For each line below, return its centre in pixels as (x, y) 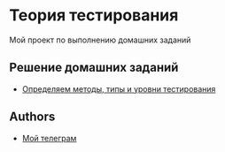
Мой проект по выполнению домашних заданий (100, 40)
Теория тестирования (94, 15)
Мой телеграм (49, 138)
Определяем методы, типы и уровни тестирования (119, 88)
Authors (32, 117)
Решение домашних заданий (94, 68)
